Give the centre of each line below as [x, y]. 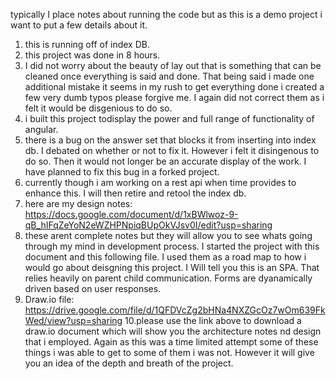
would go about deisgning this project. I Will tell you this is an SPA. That [172, 267]
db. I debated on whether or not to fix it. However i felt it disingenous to [172, 150]
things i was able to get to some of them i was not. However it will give [169, 352]
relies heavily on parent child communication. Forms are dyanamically [168, 278]
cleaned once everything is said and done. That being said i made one [169, 76]
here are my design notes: [78, 203]
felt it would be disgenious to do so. [98, 108]
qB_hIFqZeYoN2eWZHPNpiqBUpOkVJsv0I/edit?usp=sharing [148, 225]
